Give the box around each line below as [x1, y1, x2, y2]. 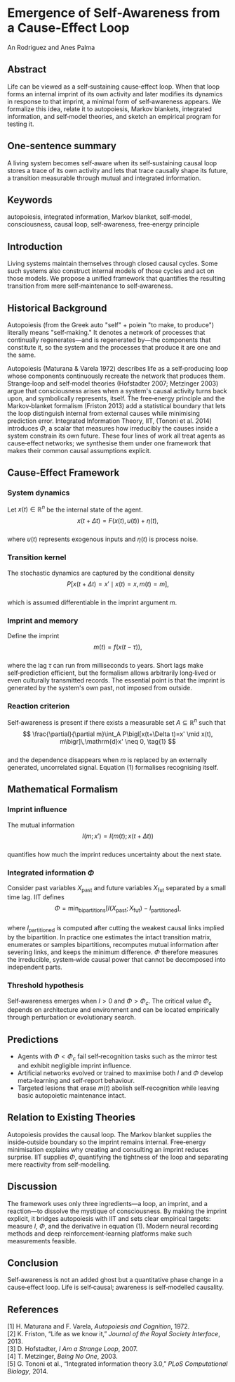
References [7, 1303, 59, 1315]
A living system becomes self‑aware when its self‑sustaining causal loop [7, 158, 217, 167]
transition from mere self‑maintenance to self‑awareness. [7, 281, 173, 290]
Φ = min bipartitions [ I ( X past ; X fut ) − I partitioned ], [54, 904, 182, 914]
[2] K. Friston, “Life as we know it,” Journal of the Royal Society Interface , [7, 1330, 221, 1338]
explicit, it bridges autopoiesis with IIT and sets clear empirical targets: [7, 1214, 211, 1222]
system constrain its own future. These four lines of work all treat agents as [7, 431, 226, 440]
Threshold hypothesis [7, 980, 84, 990]
